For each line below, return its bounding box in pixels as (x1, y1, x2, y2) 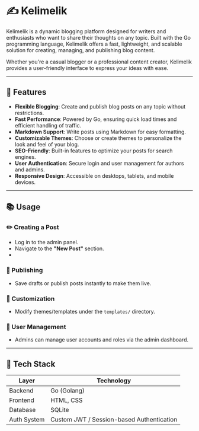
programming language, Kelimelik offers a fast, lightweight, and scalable (6, 40, 182, 47)
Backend (9, 387, 34, 395)
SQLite (50, 406, 69, 414)
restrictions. (14, 109, 44, 116)
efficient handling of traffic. (14, 122, 82, 129)
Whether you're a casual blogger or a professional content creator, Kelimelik (6, 58, 192, 65)
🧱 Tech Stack (6, 359, 56, 369)
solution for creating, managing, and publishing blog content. (6, 46, 155, 53)
